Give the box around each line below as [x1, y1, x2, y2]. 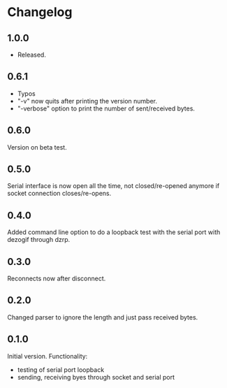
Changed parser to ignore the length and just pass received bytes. [7, 312, 198, 322]
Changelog [7, 4, 73, 20]
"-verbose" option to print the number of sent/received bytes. [17, 104, 196, 113]
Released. [17, 50, 47, 59]
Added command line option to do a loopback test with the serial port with [7, 228, 221, 236]
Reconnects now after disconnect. [7, 274, 106, 283]
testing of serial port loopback [17, 365, 105, 374]
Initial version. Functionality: [7, 352, 88, 360]
